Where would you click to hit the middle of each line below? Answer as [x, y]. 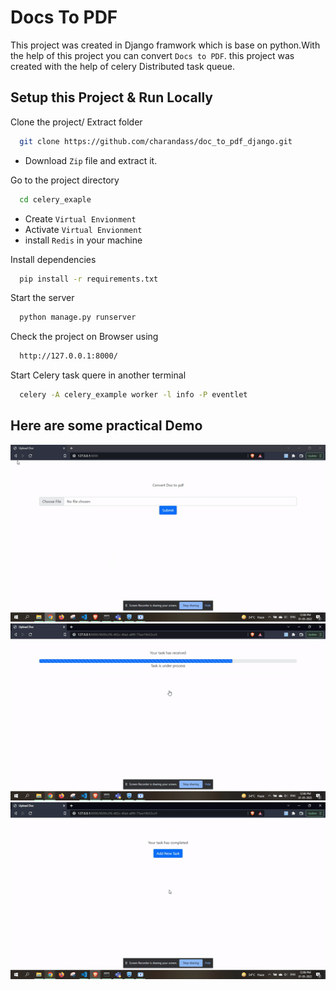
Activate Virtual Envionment [83, 229]
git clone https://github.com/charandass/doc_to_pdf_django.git [156, 141]
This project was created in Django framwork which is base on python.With [165, 45]
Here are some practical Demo [106, 426]
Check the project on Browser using [84, 337]
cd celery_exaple [55, 199]
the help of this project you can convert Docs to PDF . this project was [152, 55]
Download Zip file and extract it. [91, 160]
